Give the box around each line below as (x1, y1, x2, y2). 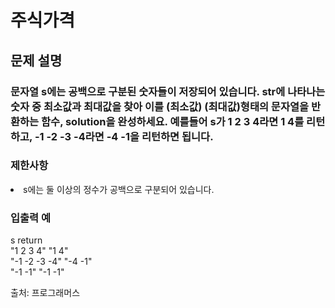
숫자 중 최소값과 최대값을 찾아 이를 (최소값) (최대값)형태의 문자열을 (10, 99, 310, 113)
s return (10, 234, 43, 246)
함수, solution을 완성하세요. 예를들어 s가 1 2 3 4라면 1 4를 (41, 114, 305, 128)
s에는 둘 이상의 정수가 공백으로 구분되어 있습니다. (23, 183, 215, 195)
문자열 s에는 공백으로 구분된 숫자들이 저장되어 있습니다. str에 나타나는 (10, 84, 326, 98)
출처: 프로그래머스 (10, 287, 81, 299)
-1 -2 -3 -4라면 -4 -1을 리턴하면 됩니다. (34, 129, 214, 143)
